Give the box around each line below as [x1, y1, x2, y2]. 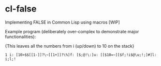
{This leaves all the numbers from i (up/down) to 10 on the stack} [5, 43, 134, 49]
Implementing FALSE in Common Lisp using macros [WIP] [5, 19, 120, 25]
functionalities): [5, 34, 36, 40]
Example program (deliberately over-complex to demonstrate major [5, 28, 139, 34]
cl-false [5, 3, 37, 14]
